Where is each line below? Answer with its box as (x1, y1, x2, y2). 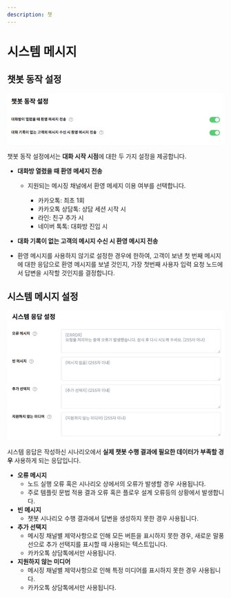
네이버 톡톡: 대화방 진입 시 (37, 222, 108, 231)
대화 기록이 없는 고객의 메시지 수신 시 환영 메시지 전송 (17, 237, 159, 245)
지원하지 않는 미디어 (17, 557, 71, 566)
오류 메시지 (17, 471, 47, 480)
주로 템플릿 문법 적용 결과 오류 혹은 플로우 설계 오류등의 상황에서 (27, 488, 201, 497)
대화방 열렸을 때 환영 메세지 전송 (17, 167, 103, 176)
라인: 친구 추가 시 (37, 214, 84, 222)
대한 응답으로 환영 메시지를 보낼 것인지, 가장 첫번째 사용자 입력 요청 (24, 260, 205, 269)
